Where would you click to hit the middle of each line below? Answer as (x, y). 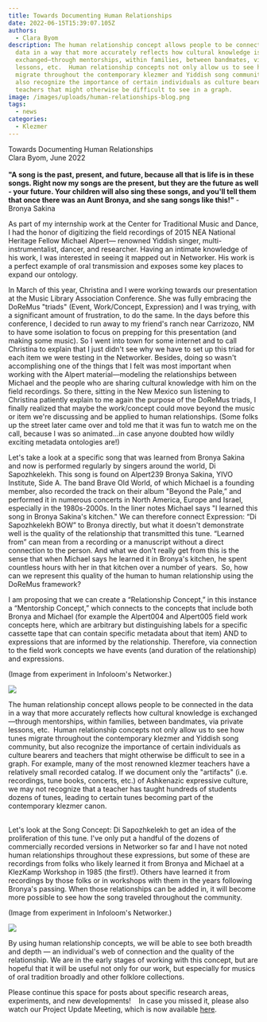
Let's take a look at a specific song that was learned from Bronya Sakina (126, 457)
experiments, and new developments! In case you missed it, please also (128, 1001)
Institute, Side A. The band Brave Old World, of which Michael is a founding (132, 483)
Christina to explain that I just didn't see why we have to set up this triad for (132, 349)
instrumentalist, (34, 249)
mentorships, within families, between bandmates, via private (143, 721)
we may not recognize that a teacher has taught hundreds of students (122, 789)
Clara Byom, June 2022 (47, 157)
